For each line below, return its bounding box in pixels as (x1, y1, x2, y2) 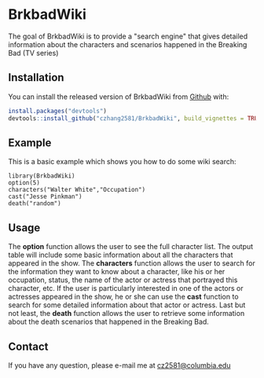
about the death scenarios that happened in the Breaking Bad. (8, 317, 210, 327)
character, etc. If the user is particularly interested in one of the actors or (8, 284, 244, 293)
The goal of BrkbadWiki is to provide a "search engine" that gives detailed (8, 31, 248, 41)
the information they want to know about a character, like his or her (8, 267, 225, 277)
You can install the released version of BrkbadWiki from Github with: (8, 92, 229, 101)
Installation (8, 71, 64, 84)
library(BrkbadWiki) (8, 172, 76, 180)
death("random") (8, 200, 61, 207)
